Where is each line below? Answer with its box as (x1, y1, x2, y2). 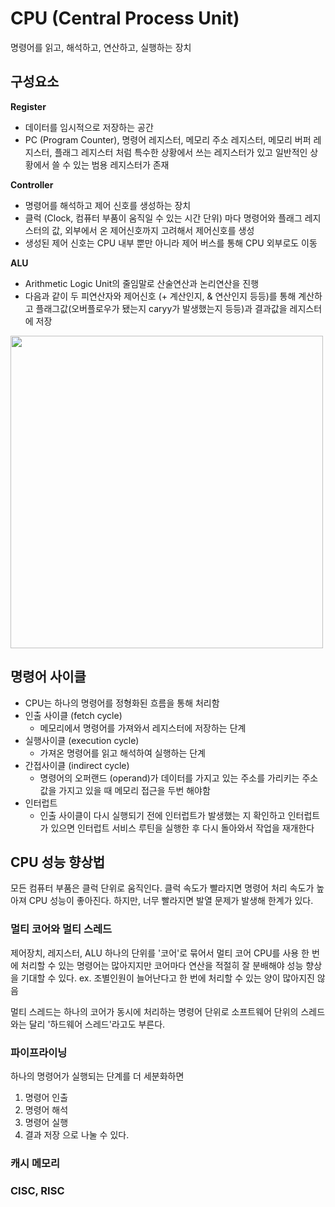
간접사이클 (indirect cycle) (24, 759, 130, 771)
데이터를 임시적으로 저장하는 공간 (24, 121, 154, 133)
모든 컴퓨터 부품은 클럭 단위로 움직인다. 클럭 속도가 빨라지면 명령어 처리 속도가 (10, 882, 315, 894)
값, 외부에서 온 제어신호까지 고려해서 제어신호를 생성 (51, 224, 255, 236)
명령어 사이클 (10, 668, 87, 686)
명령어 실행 (24, 1116, 69, 1128)
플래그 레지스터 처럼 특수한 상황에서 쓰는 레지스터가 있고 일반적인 (54, 146, 308, 158)
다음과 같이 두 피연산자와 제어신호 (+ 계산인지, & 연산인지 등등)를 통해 (24, 290, 297, 302)
